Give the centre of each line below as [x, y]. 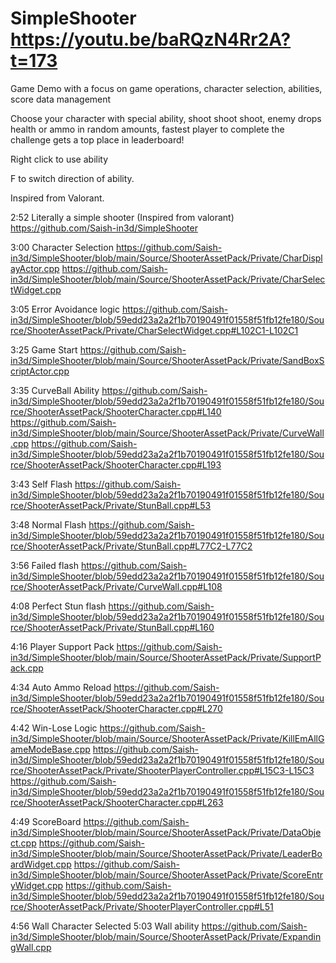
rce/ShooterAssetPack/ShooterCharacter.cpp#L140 [116, 411]
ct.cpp [23, 843]
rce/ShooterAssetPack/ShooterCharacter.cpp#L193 [116, 464]
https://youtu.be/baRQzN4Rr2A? [151, 39]
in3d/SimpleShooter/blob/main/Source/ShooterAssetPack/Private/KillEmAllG [167, 738]
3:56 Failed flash [44, 565]
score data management [61, 99]
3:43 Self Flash [41, 484]
